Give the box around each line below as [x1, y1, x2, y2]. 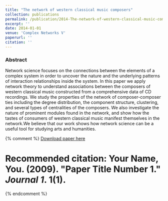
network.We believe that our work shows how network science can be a [5, 121, 154, 127]
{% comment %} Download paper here [5, 136, 85, 142]
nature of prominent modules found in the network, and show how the [5, 110, 149, 116]
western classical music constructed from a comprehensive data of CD [5, 89, 151, 95]
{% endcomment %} [5, 191, 47, 197]
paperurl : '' [5, 35, 32, 40]
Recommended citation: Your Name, [5, 153, 158, 165]
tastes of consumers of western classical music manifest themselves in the [5, 115, 160, 121]
